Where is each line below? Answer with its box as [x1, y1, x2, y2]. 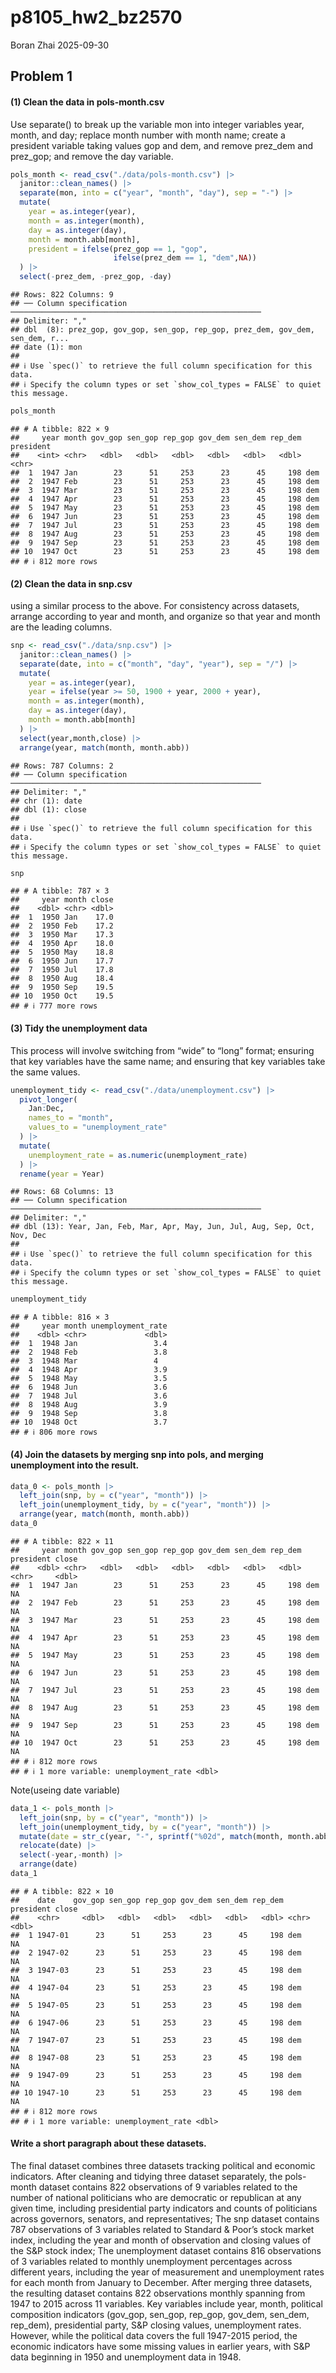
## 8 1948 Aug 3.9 [10, 1400, 168, 1410]
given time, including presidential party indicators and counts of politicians [10, 2202, 318, 2215]
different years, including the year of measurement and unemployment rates [10, 2266, 325, 2278]
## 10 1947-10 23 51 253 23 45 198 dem [10, 2087, 302, 2098]
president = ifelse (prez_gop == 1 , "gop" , [28, 244, 208, 254]
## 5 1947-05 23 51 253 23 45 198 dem [10, 2000, 302, 2010]
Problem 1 [10, 68, 73, 85]
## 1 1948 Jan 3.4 [10, 1339, 168, 1349]
